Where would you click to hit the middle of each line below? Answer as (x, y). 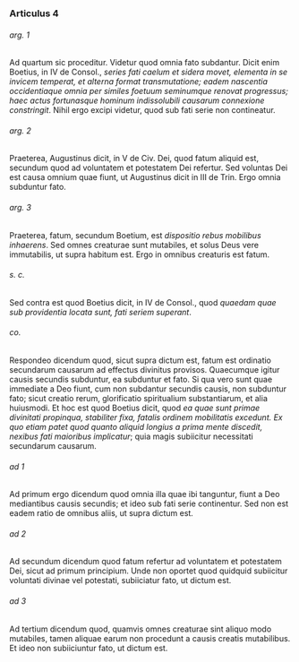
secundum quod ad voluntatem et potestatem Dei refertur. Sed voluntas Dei (149, 168)
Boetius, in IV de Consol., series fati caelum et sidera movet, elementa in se (149, 72)
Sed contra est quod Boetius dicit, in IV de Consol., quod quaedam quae (143, 302)
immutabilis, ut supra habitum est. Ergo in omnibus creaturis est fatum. (140, 254)
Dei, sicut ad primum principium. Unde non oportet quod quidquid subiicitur (149, 571)
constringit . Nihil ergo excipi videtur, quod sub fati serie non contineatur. (142, 110)
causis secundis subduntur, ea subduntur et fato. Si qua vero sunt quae (141, 379)
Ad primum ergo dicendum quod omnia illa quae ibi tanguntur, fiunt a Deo (145, 494)
